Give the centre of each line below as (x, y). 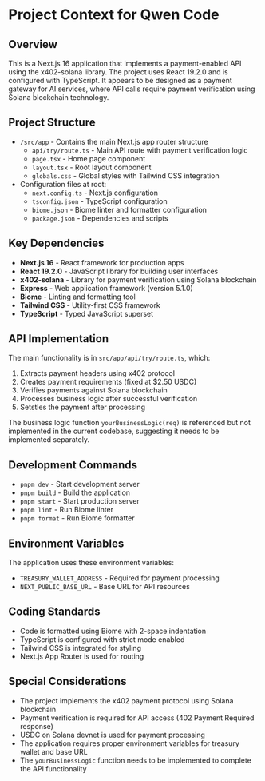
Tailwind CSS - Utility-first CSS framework (90, 305)
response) (37, 726)
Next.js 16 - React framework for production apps (102, 262)
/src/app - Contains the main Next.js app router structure (114, 141)
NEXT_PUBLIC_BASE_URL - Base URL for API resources (105, 587)
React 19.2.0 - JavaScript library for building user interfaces (119, 271)
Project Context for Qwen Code (114, 15)
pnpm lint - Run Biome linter (67, 510)
